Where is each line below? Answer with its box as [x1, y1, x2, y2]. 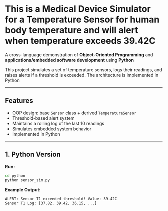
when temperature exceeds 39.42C [5, 35, 156, 47]
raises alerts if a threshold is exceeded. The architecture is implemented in [5, 72, 159, 78]
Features [5, 96, 33, 105]
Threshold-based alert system [12, 115, 75, 121]
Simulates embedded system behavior [12, 126, 91, 132]
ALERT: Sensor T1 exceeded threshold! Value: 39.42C [5, 196, 117, 202]
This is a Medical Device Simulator [5, 3, 151, 15]
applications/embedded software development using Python [5, 57, 134, 63]
